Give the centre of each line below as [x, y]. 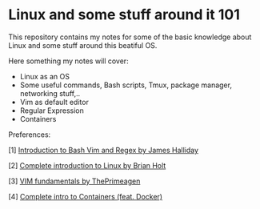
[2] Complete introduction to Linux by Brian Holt [87, 165]
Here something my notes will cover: [69, 61]
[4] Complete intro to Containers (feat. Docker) [85, 196]
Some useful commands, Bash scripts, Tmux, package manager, [126, 85]
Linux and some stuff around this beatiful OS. [83, 45]
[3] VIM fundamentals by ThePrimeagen [74, 181]
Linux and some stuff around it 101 [124, 15]
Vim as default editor [54, 102]
